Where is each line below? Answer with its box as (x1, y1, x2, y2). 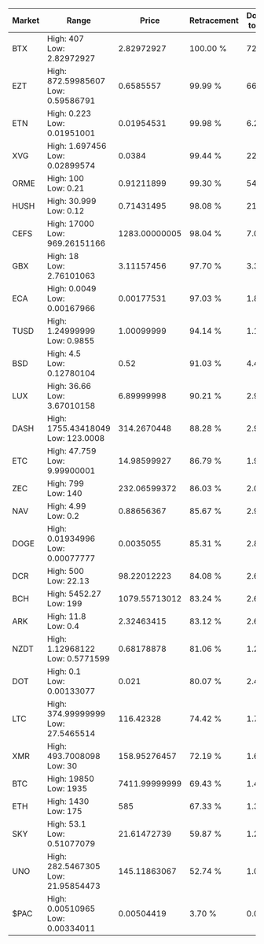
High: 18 (46, 251, 79, 261)
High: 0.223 (46, 108, 92, 119)
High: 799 (46, 478, 85, 489)
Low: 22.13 (46, 576, 90, 586)
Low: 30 (46, 761, 78, 771)
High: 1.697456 (46, 141, 107, 151)
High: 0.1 (46, 666, 81, 676)
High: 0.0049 (46, 283, 97, 294)
